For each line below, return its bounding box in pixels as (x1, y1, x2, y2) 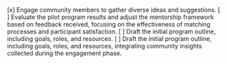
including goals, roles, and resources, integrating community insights (7, 42, 202, 50)
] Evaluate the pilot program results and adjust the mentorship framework (7, 13, 214, 21)
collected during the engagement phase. (7, 49, 122, 57)
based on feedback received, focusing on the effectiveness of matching (7, 20, 211, 28)
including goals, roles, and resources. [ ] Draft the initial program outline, (7, 35, 212, 43)
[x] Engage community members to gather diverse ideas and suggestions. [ (7, 6, 221, 14)
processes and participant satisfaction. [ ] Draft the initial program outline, (7, 27, 216, 35)
